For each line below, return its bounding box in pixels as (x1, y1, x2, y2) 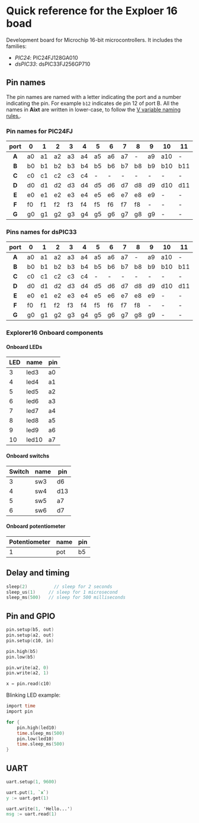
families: (6, 43, 27, 50)
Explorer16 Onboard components (6, 329, 104, 337)
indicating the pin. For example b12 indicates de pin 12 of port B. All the (6, 100, 179, 107)
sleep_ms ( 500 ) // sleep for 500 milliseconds (6, 594, 126, 601)
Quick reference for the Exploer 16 (6, 4, 178, 18)
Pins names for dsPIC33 (6, 228, 77, 236)
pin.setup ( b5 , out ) (6, 627, 54, 633)
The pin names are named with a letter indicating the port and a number (6, 93, 182, 100)
